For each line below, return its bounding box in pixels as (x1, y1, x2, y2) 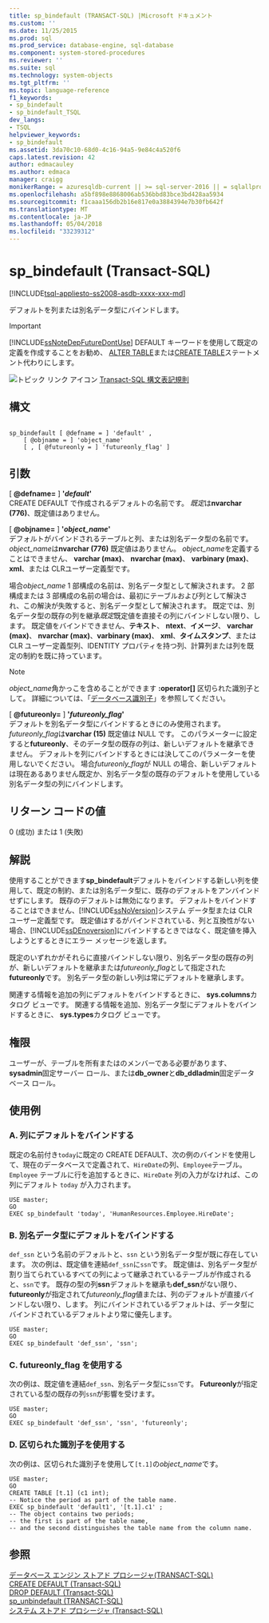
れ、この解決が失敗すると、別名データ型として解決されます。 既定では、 (9, 601, 248, 610)
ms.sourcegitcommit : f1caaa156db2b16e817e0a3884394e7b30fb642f (9, 198, 224, 206)
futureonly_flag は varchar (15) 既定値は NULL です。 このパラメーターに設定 (9, 729, 258, 738)
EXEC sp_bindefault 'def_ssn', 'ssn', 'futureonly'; (9, 1419, 188, 1428)
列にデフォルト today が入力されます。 (9, 1179, 136, 1189)
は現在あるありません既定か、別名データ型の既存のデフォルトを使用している (9, 769, 260, 778)
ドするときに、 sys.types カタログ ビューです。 (9, 1010, 164, 1019)
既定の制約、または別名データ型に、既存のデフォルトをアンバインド (36, 886, 260, 895)
